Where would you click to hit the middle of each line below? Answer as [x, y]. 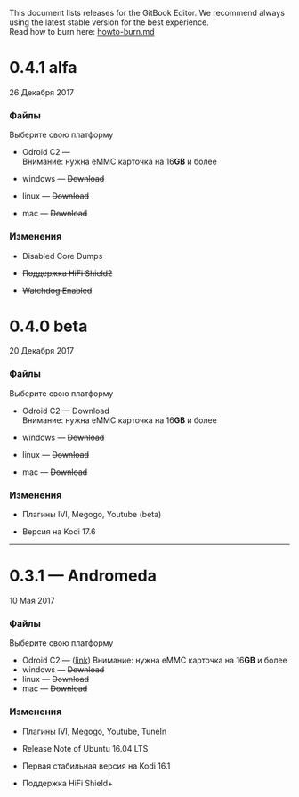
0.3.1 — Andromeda [83, 576]
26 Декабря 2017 [41, 92]
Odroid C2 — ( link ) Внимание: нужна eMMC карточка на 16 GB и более [154, 660]
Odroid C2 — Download [65, 411]
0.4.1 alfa [43, 68]
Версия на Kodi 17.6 [59, 532]
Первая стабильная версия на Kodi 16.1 [96, 766]
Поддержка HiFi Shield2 [67, 273]
